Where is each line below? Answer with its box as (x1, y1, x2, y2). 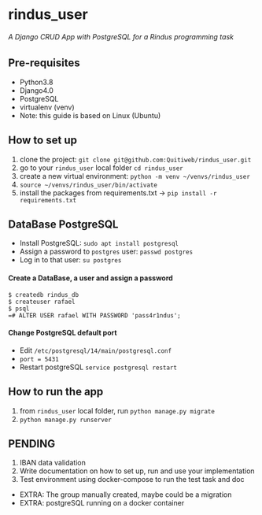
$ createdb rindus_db (8, 291, 79, 298)
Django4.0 (19, 85, 54, 95)
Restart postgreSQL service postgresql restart (19, 362, 177, 372)
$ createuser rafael (8, 298, 76, 306)
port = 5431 (19, 355, 59, 363)
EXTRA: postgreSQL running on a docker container (19, 498, 185, 508)
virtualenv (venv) (19, 102, 75, 112)
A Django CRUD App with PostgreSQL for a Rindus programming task (8, 31, 234, 41)
